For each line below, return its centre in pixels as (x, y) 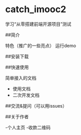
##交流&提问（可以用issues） (36, 106)
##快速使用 (17, 67)
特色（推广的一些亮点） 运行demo (41, 45)
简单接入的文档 (21, 78)
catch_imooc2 (36, 9)
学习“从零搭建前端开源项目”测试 (38, 24)
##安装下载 (17, 56)
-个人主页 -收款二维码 (28, 127)
